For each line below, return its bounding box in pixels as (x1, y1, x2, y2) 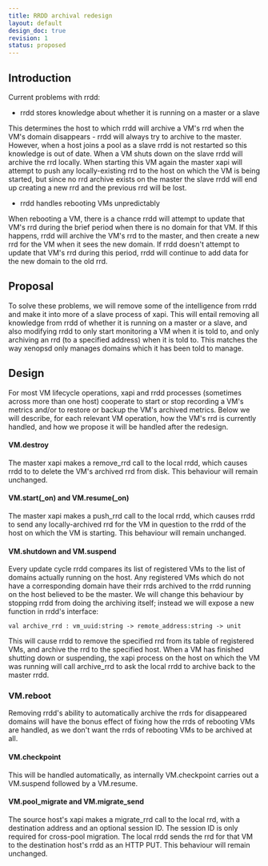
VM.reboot (8, 690, 52, 701)
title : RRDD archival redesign (8, 11, 113, 20)
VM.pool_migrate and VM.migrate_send (8, 797, 144, 807)
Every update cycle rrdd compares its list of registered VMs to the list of (8, 564, 246, 574)
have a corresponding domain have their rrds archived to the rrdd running (8, 581, 251, 591)
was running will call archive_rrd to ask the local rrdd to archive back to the (8, 662, 256, 672)
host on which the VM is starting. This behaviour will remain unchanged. (8, 527, 246, 537)
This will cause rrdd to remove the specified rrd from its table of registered (8, 636, 254, 646)
